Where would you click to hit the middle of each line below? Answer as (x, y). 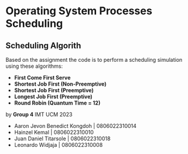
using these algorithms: (34, 66)
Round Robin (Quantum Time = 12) (57, 103)
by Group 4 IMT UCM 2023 (39, 114)
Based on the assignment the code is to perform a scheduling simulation (94, 60)
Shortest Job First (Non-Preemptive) (60, 84)
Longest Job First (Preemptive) (53, 97)
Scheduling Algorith (43, 45)
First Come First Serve (42, 78)
